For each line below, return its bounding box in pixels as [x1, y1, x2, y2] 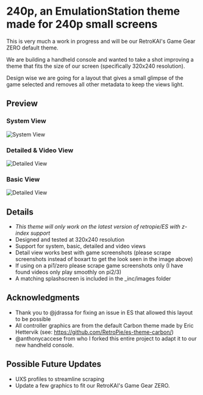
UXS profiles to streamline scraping [15, 375, 105, 383]
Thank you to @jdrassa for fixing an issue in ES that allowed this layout [15, 309, 193, 316]
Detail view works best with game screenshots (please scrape [15, 249, 171, 256]
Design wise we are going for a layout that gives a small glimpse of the [6, 74, 184, 81]
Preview [6, 98, 38, 109]
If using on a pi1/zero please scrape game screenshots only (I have [15, 262, 183, 270]
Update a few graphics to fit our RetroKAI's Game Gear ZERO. [15, 382, 170, 389]
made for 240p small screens [6, 17, 158, 31]
